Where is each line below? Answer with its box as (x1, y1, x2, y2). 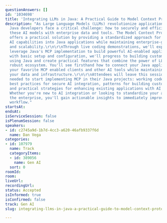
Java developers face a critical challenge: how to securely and (9, 26, 148, 31)
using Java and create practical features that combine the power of (9, 58, 157, 63)
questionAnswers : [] (5, 7, 48, 12)
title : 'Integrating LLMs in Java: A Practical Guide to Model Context (5, 16, 157, 21)
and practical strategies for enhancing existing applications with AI (9, 86, 162, 91)
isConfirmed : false (5, 197, 46, 202)
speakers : (5, 123, 26, 128)
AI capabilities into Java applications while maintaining (9, 40, 135, 45)
